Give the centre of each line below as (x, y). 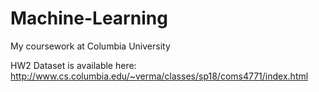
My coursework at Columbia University (90, 46)
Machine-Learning (89, 18)
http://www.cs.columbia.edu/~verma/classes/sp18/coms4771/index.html (159, 76)
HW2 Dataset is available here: (73, 65)
